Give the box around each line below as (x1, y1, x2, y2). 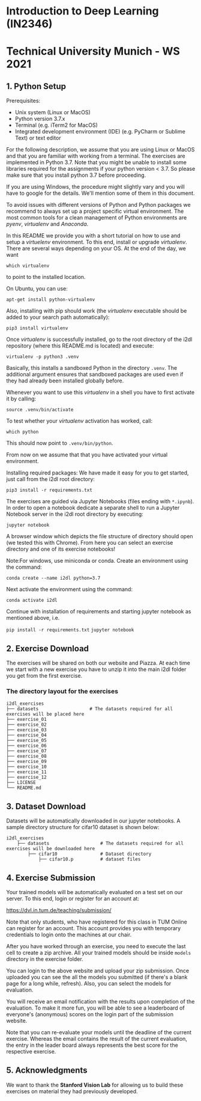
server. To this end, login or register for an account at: (6, 895, 140, 902)
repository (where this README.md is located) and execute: (6, 342, 154, 349)
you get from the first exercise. (6, 672, 83, 679)
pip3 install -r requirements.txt (6, 487, 93, 494)
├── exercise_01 (6, 717, 47, 723)
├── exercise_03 (6, 727, 47, 733)
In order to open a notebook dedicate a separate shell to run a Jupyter (6, 504, 180, 512)
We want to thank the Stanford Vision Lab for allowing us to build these (6, 1081, 184, 1088)
